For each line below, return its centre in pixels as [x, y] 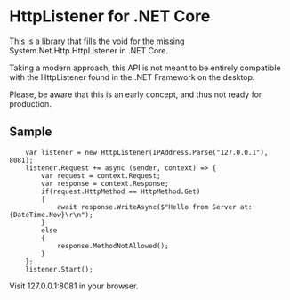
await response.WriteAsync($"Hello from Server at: [154, 207]
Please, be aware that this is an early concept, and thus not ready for [136, 94]
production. [30, 103]
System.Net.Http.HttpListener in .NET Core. [89, 50]
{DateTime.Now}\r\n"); [51, 215]
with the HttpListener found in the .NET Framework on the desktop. [132, 77]
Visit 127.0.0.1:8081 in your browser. [74, 286]
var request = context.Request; [101, 175]
